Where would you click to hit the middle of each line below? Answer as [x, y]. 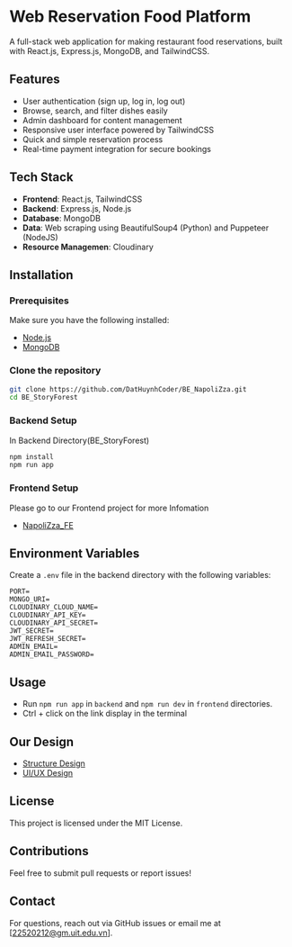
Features [35, 80]
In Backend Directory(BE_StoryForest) [80, 440]
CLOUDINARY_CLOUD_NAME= [54, 608]
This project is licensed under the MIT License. [96, 823]
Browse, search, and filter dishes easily [95, 111]
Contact [32, 902]
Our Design [42, 741]
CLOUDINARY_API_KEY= [48, 615]
